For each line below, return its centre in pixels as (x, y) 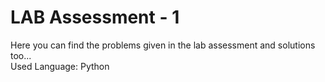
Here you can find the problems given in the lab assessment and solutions (163, 45)
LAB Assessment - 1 (95, 17)
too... (21, 55)
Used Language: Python (60, 66)
